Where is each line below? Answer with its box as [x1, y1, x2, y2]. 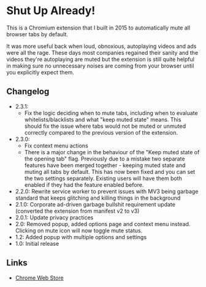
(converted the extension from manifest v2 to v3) [15, 207, 140, 214]
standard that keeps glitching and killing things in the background [15, 194, 181, 202]
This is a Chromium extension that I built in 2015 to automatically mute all [6, 24, 191, 31]
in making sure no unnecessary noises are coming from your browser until [6, 62, 194, 69]
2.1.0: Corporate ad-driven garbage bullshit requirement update [15, 200, 176, 208]
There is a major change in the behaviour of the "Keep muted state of [24, 148, 200, 155]
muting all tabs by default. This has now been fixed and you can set [24, 168, 196, 175]
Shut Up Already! [6, 4, 96, 18]
